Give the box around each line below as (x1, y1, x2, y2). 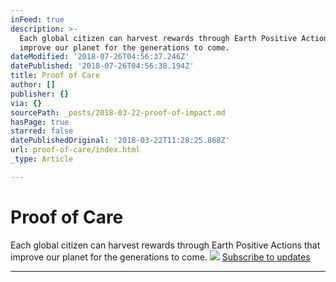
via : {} (10, 98, 43, 108)
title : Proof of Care (10, 71, 101, 81)
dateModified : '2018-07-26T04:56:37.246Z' (10, 52, 190, 62)
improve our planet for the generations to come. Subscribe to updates (10, 251, 311, 263)
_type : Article (10, 154, 74, 164)
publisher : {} (10, 89, 70, 99)
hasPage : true (10, 117, 70, 127)
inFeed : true (10, 14, 65, 25)
